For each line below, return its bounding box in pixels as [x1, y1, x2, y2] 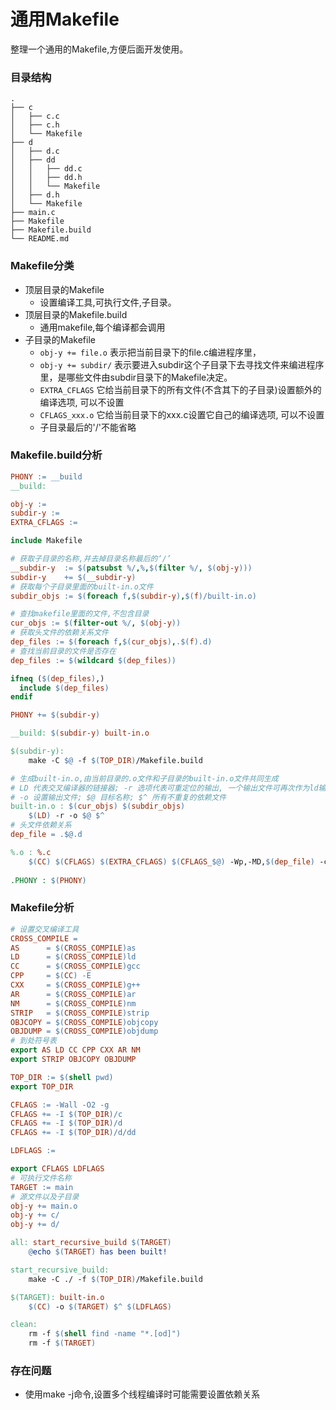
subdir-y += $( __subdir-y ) [10, 572, 137, 582]
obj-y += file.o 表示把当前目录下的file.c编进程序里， [39, 346, 262, 358]
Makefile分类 [10, 259, 75, 273]
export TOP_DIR [10, 1081, 74, 1092]
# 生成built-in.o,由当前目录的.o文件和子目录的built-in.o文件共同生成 [10, 773, 279, 784]
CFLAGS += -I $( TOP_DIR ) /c [10, 1109, 123, 1119]
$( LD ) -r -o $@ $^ [28, 811, 105, 821]
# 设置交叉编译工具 [10, 924, 80, 934]
